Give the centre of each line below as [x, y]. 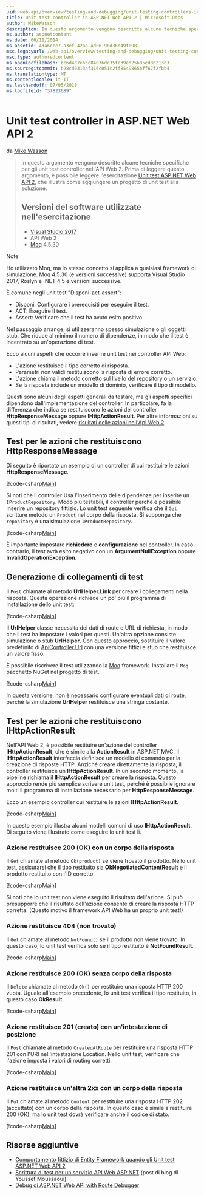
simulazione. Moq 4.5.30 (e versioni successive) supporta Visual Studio [96, 274]
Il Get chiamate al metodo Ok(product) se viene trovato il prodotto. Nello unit [101, 861]
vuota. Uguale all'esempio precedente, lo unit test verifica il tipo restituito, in [101, 993]
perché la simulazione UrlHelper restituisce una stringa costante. [88, 702]
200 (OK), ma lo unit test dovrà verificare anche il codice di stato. [88, 1114]
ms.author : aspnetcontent [39, 35]
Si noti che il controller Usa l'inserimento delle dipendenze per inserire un [98, 495]
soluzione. [34, 188]
